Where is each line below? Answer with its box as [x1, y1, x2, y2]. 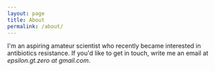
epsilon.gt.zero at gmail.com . [7, 57, 91, 65]
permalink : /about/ [7, 23, 64, 30]
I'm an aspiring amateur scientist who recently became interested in [7, 42, 201, 50]
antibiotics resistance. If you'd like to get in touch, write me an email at [7, 49, 209, 57]
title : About [7, 17, 45, 23]
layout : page [7, 10, 45, 17]
